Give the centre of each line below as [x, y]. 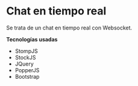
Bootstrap [27, 76]
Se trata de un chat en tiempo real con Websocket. [69, 28]
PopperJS [27, 70]
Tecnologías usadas [32, 39]
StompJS [26, 51]
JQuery [24, 64]
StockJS [25, 57]
